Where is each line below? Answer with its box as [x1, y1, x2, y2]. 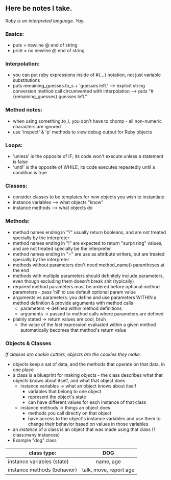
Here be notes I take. [5, 4, 72, 13]
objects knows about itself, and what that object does [12, 377, 126, 383]
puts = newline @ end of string [12, 42, 78, 48]
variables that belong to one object [28, 388, 102, 394]
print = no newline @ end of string [12, 48, 85, 54]
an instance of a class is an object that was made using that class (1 [12, 426, 156, 432]
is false [12, 158, 28, 165]
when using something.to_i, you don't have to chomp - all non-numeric [12, 118, 162, 124]
